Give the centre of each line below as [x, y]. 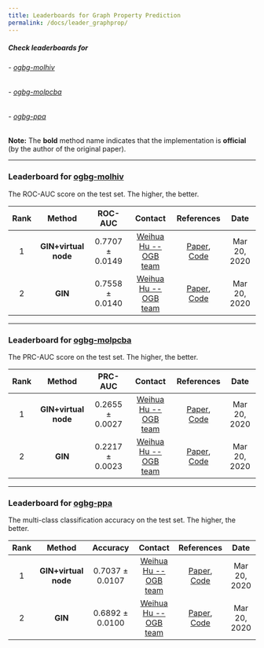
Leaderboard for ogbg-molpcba [70, 340]
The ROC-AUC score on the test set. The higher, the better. [104, 194]
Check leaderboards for [48, 48]
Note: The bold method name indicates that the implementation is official [127, 141]
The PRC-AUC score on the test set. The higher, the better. [103, 357]
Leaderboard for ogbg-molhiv [66, 177]
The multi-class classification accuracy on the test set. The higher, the [122, 520]
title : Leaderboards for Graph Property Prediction [94, 15]
